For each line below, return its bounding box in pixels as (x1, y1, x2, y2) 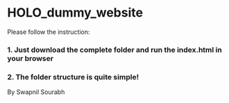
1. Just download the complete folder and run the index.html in (7, 45, 222, 55)
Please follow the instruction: (7, 28, 90, 36)
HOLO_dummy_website (7, 5, 144, 21)
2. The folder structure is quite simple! (7, 72, 139, 82)
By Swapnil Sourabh (7, 88, 65, 96)
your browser (7, 53, 54, 63)
